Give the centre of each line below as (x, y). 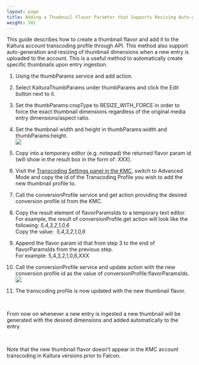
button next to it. (35, 94)
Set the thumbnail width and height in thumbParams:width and (91, 129)
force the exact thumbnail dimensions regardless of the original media (100, 112)
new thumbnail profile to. (45, 184)
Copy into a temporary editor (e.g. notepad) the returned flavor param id (103, 153)
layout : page (23, 12)
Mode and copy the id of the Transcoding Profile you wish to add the (99, 177)
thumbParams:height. (41, 136)
